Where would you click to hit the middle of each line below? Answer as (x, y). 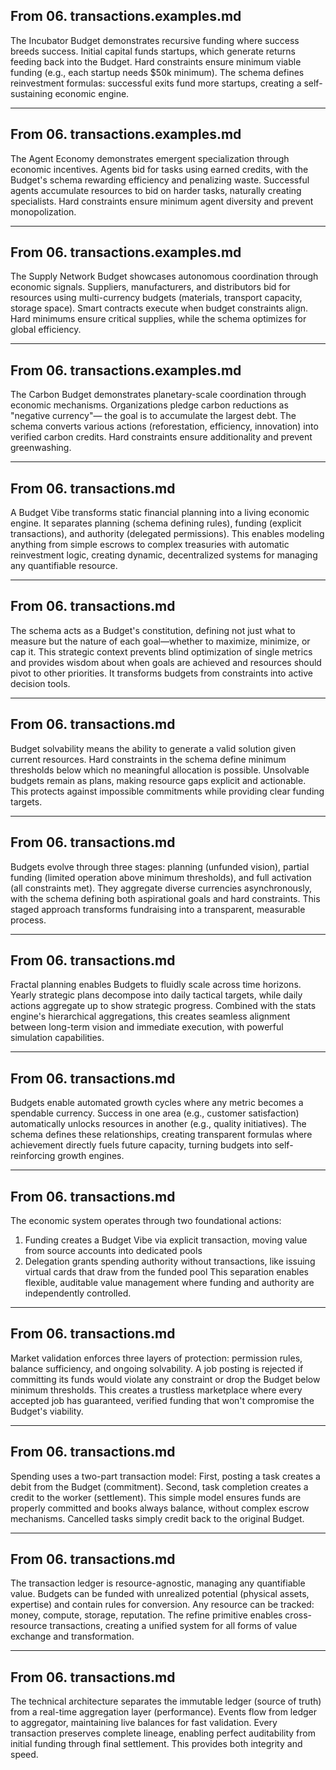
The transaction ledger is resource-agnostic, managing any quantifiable (158, 1583)
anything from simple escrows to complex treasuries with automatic (150, 545)
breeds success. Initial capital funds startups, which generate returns (153, 51)
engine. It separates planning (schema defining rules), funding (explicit (156, 523)
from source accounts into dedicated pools (113, 1250)
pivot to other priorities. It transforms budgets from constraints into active (162, 673)
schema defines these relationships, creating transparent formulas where (161, 1135)
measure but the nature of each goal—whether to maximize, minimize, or (160, 641)
